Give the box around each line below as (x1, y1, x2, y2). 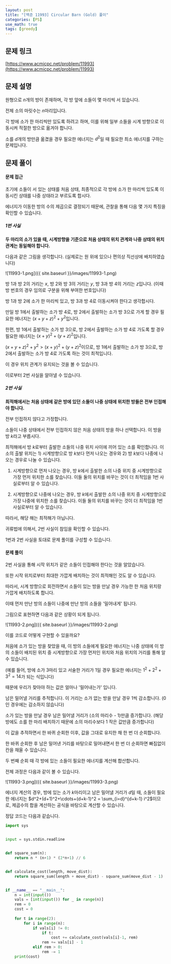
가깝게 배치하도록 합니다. (5, 590, 55, 596)
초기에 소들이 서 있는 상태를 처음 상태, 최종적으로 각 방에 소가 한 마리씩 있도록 (5, 186, 159, 192)
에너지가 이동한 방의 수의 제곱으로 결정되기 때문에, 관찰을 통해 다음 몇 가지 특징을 (5, 203, 166, 210)
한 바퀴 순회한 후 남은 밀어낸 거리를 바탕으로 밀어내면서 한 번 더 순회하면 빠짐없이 (5, 741, 166, 747)
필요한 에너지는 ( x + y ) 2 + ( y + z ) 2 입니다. (5, 332, 87, 339)
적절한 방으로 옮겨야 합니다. (18, 125, 74, 131)
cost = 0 (14, 907, 33, 912)
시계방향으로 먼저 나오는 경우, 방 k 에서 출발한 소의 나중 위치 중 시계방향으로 (12, 467, 162, 473)
